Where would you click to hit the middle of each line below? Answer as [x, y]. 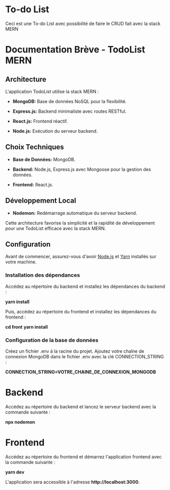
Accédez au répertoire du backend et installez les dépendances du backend [85, 286]
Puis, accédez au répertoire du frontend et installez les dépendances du [81, 311]
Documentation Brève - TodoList [75, 50]
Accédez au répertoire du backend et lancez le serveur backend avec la [81, 406]
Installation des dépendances [43, 275]
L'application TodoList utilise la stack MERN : [52, 91]
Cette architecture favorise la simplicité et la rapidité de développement [80, 223]
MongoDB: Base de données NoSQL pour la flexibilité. [69, 101]
